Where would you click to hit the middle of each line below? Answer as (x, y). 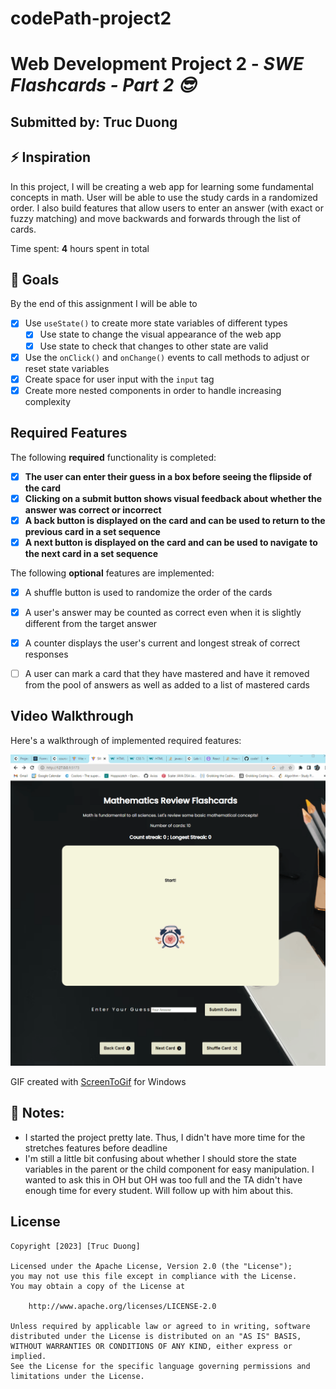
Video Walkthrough (72, 716)
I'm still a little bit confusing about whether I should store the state (160, 1158)
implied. (28, 1356)
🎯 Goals (35, 279)
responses (46, 654)
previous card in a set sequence (92, 531)
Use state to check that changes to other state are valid (154, 346)
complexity (48, 401)
